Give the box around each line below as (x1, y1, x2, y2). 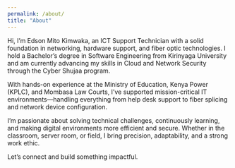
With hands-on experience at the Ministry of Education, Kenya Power (7, 80, 208, 88)
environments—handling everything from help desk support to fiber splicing (7, 95, 228, 103)
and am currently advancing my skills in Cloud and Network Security (7, 59, 207, 67)
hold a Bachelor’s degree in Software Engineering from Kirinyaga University (7, 51, 227, 60)
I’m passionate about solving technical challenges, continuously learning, (7, 116, 220, 124)
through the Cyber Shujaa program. (7, 66, 111, 75)
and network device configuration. (7, 102, 108, 111)
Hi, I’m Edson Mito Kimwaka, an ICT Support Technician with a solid (7, 36, 204, 44)
